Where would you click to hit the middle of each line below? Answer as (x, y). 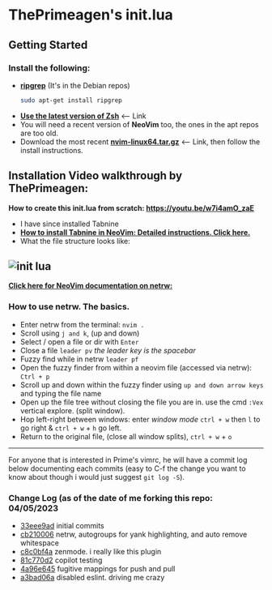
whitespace (39, 543)
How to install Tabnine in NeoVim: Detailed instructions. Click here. (135, 232)
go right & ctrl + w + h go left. (71, 428)
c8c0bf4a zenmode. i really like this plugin (91, 551)
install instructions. (51, 150)
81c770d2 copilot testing (61, 560)
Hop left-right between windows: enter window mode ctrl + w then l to (140, 419)
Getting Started (48, 45)
